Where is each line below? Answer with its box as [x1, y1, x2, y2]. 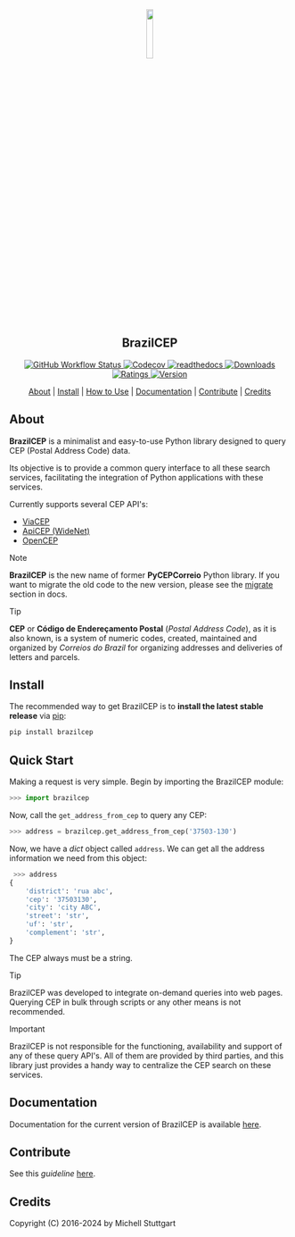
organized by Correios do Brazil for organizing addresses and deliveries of [9, 642, 283, 653]
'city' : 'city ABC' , [25, 903, 102, 912]
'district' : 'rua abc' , [25, 886, 114, 896]
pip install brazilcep [9, 728, 94, 737]
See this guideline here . [9, 1168, 96, 1179]
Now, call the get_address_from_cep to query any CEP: [9, 810, 208, 820]
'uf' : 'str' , [25, 920, 74, 929]
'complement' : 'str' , [25, 928, 105, 937]
